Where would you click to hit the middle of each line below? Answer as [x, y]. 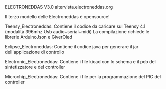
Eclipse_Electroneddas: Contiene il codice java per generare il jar [72, 47]
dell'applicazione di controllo [35, 52]
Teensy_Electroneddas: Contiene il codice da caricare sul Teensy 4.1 [75, 26]
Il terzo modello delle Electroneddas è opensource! [57, 17]
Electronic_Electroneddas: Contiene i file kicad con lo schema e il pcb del [80, 62]
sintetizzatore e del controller [35, 67]
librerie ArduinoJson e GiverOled [39, 37]
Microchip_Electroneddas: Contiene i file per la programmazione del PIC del [83, 77]
